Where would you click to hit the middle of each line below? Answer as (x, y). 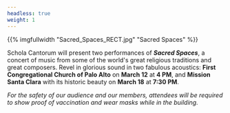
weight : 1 (21, 20)
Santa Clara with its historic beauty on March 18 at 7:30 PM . (93, 81)
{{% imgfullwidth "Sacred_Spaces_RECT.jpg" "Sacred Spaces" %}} (103, 39)
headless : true (29, 13)
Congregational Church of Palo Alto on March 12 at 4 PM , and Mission (109, 74)
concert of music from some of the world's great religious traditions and (109, 60)
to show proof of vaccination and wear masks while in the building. (103, 102)
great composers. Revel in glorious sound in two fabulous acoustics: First (112, 67)
